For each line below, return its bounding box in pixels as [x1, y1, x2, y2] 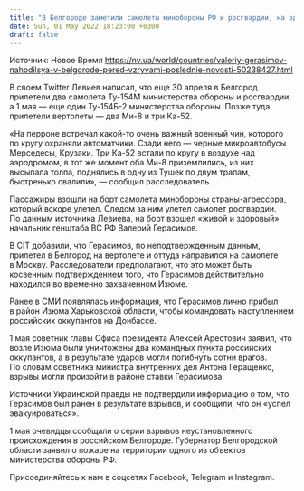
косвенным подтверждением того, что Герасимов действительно [9, 269, 264, 280]
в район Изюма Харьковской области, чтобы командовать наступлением [9, 306, 294, 316]
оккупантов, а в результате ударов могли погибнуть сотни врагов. [9, 352, 268, 363]
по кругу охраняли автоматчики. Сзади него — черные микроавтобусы [9, 137, 287, 149]
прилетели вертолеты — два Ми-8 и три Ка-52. [9, 110, 193, 122]
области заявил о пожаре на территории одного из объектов [9, 445, 246, 456]
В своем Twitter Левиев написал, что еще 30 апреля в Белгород [9, 82, 258, 93]
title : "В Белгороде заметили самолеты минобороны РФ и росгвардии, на [9, 13, 285, 23]
